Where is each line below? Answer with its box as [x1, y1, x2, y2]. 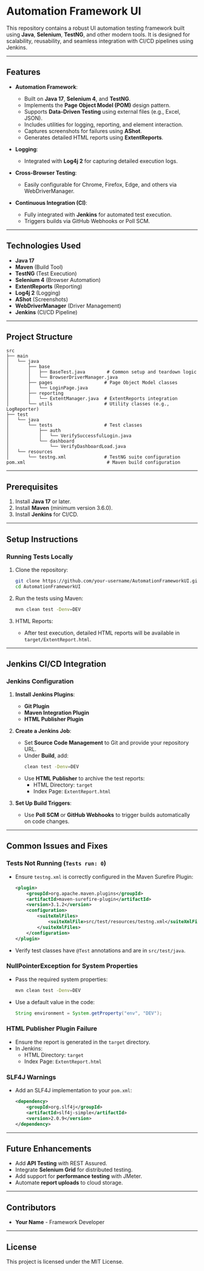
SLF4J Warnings [6, 1073, 56, 1081]
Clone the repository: [15, 566, 69, 573]
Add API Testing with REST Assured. [15, 1160, 107, 1167]
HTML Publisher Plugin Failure [6, 1024, 98, 1033]
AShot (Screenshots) [15, 295, 69, 303]
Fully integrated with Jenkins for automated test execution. [24, 211, 172, 218]
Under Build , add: [24, 752, 69, 759]
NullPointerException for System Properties [6, 962, 138, 970]
